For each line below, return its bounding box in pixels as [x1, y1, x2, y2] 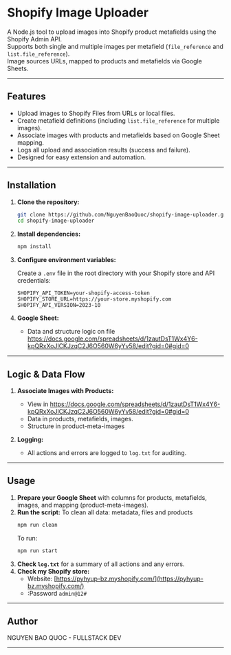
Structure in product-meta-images [27, 422, 125, 430]
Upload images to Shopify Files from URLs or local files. [16, 109, 175, 117]
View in [27, 400, 49, 408]
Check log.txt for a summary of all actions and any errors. [16, 560, 185, 568]
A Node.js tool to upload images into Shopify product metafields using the [7, 28, 217, 36]
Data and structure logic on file [27, 327, 115, 336]
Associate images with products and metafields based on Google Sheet [16, 131, 220, 139]
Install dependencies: [16, 230, 81, 239]
